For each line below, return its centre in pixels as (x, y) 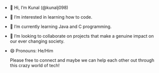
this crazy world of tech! (35, 65)
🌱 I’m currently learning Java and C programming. (61, 26)
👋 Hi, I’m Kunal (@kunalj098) (39, 8)
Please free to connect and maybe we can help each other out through (82, 60)
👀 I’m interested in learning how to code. (51, 17)
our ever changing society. (37, 41)
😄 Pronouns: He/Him (31, 51)
